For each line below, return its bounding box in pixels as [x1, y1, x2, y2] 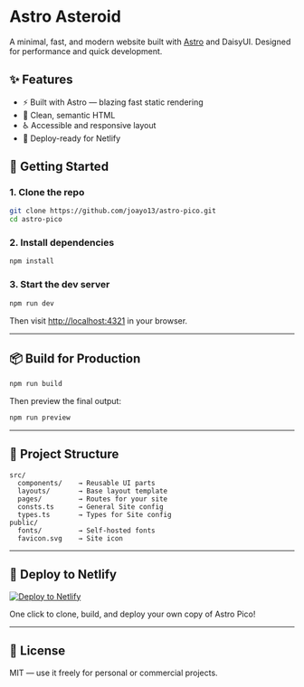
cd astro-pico [9, 215, 63, 224]
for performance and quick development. [9, 45, 163, 56]
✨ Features [9, 72, 73, 88]
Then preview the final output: [9, 396, 122, 407]
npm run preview [9, 413, 71, 422]
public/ [9, 518, 39, 527]
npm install [9, 257, 54, 266]
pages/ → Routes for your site [17, 494, 168, 503]
